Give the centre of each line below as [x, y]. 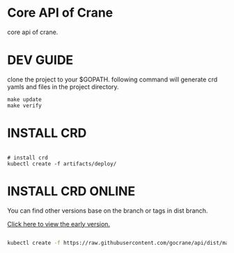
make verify [24, 106]
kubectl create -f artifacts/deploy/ [62, 164]
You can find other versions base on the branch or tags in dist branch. [108, 211]
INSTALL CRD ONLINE [71, 191]
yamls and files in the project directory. [63, 87]
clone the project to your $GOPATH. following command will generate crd [112, 79]
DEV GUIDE [40, 60]
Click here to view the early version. [58, 224]
